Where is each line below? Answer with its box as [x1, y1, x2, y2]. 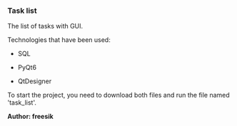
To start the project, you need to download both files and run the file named [7, 91, 230, 100]
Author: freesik [7, 112, 54, 121]
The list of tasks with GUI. [7, 22, 84, 31]
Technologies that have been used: [7, 36, 111, 44]
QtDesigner [17, 77, 52, 85]
